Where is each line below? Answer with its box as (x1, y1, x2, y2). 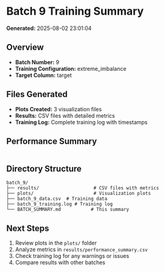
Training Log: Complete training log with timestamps (15, 118, 148, 126)
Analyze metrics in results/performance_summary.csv (15, 246, 148, 253)
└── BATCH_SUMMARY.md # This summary (6, 207, 130, 213)
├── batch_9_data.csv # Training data (6, 196, 108, 202)
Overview (6, 42, 44, 53)
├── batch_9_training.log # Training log (6, 201, 113, 207)
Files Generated (6, 89, 68, 100)
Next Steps (6, 223, 49, 233)
